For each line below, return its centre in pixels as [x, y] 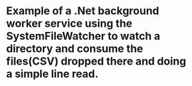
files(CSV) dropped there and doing [96, 61]
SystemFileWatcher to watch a [83, 36]
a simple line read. [52, 74]
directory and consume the [75, 49]
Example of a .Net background [83, 11]
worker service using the [69, 23]
